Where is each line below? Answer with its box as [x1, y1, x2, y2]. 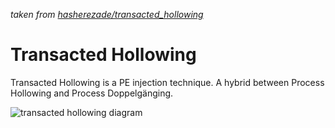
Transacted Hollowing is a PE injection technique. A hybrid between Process [10, 76, 325, 88]
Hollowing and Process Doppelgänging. [10, 87, 174, 99]
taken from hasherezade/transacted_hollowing [10, 9, 204, 20]
